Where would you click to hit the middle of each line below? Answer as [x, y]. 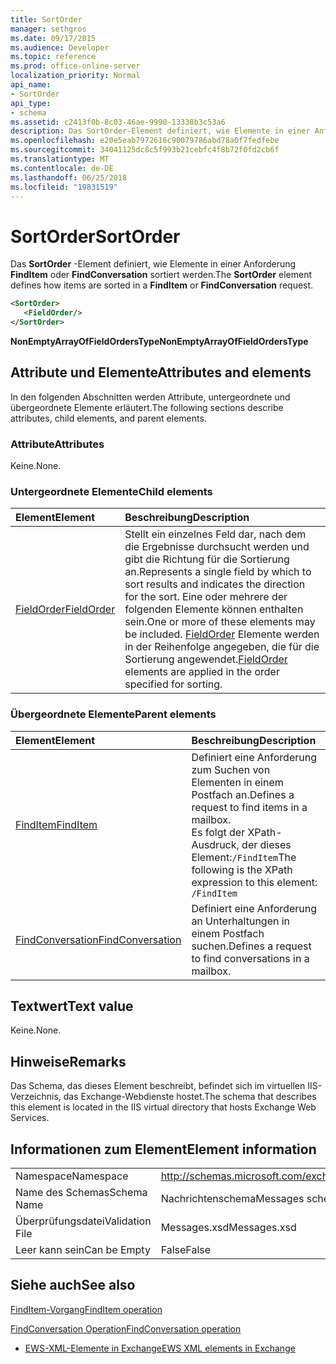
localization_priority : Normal [75, 76]
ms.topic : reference [53, 57]
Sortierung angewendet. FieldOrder [206, 659]
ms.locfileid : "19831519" [64, 187]
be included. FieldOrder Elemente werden [222, 634]
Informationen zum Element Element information [163, 1149]
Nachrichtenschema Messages [232, 1199]
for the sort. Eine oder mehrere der [206, 597]
